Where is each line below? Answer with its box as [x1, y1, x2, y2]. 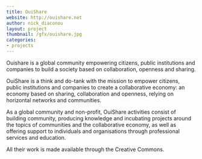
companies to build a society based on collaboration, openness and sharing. [6, 65, 196, 73]
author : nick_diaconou [6, 20, 63, 26]
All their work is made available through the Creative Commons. [6, 146, 165, 153]
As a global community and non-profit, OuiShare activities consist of [6, 108, 176, 115]
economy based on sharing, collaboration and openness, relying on [6, 90, 174, 97]
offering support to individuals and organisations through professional [6, 128, 180, 135]
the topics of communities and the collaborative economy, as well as [6, 121, 177, 128]
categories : [6, 37, 36, 43]
